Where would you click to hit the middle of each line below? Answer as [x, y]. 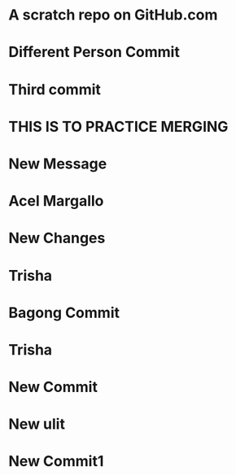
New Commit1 [56, 462]
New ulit [37, 424]
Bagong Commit [64, 313]
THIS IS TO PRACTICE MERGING [118, 126]
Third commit [55, 89]
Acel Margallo [56, 201]
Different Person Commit [94, 52]
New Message [58, 163]
